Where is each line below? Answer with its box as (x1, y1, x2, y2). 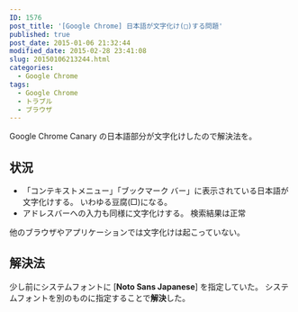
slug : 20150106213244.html (9, 55, 111, 64)
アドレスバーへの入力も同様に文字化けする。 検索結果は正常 (22, 208, 246, 218)
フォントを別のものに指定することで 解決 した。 (16, 292, 191, 303)
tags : (9, 80, 30, 89)
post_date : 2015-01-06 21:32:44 (9, 38, 131, 48)
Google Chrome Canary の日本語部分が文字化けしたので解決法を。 (9, 131, 257, 142)
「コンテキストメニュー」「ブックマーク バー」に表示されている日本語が (22, 185, 289, 196)
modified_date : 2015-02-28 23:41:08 (9, 47, 147, 56)
